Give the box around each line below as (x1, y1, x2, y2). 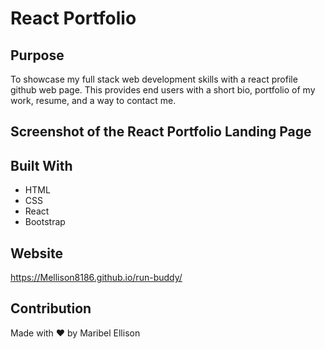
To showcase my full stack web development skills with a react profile (10, 73, 298, 85)
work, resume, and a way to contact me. (10, 95, 177, 106)
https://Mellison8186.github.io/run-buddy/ (10, 272, 183, 284)
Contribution (10, 300, 92, 317)
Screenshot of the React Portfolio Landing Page (10, 123, 312, 141)
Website (10, 245, 63, 262)
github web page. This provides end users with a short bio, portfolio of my (10, 84, 316, 96)
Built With (10, 157, 73, 174)
